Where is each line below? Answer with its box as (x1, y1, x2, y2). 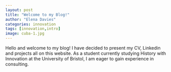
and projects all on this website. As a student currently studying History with (5, 50, 166, 56)
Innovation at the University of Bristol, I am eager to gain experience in (5, 56, 154, 61)
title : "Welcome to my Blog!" (5, 12, 70, 17)
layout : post (5, 7, 33, 13)
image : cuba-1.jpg (5, 31, 45, 36)
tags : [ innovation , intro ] (5, 26, 60, 31)
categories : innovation (5, 21, 56, 27)
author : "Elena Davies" (5, 17, 56, 22)
